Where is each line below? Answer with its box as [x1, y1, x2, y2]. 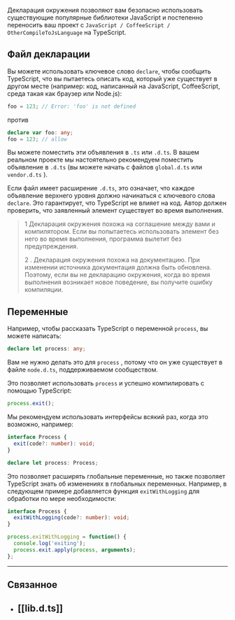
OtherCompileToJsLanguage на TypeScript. [7, 28, 127, 36]
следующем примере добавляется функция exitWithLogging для [7, 486, 200, 495]
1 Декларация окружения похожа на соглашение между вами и [24, 220, 215, 228]
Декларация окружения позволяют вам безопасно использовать [7, 6, 203, 14]
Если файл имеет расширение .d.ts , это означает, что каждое [7, 184, 195, 192]
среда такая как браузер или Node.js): [7, 89, 122, 97]
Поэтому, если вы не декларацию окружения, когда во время [24, 271, 211, 279]
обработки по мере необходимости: [7, 494, 117, 502]
